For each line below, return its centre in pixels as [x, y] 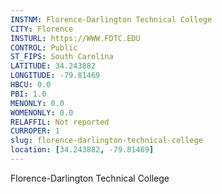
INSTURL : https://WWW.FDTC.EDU [75, 38]
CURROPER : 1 [35, 131]
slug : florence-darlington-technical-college [106, 141]
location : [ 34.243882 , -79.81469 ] [82, 150]
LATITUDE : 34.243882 [53, 66]
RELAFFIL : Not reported [60, 122]
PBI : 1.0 [28, 94]
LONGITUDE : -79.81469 [55, 76]
